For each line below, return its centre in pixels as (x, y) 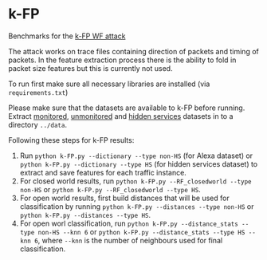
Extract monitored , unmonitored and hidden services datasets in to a (121, 116)
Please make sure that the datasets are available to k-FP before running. (127, 108)
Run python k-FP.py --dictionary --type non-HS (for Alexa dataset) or (136, 156)
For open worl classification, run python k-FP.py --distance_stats (129, 223)
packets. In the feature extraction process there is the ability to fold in (122, 60)
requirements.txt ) (38, 92)
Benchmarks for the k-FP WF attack (67, 36)
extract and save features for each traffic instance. (103, 172)
